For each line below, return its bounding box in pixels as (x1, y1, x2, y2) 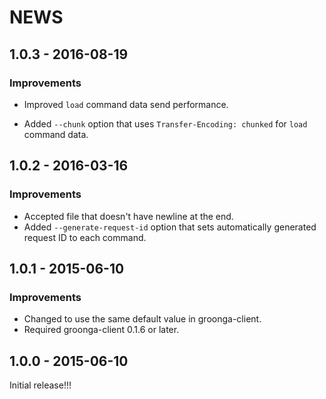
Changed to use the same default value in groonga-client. (23, 313, 262, 325)
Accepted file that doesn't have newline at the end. (23, 210, 234, 222)
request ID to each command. (23, 231, 147, 243)
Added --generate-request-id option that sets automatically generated (23, 221, 317, 233)
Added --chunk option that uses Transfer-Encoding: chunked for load (23, 117, 308, 130)
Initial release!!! (9, 379, 72, 391)
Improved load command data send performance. (23, 98, 229, 110)
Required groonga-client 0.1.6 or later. (23, 324, 180, 336)
